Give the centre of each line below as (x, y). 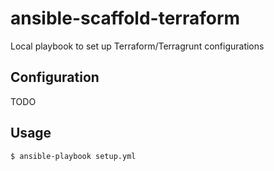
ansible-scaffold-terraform (125, 18)
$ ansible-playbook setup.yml (73, 156)
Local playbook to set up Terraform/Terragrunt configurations (137, 46)
